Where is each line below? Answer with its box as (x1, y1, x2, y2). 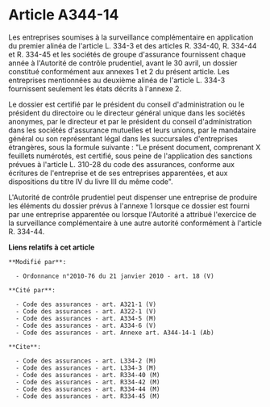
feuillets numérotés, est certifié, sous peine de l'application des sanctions (8, 151, 253, 161)
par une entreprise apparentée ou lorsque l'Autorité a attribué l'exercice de (8, 209, 256, 219)
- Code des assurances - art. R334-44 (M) (15, 385, 160, 393)
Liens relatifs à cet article (8, 242, 95, 252)
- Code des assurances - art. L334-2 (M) (15, 357, 157, 365)
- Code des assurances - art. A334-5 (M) (15, 314, 157, 322)
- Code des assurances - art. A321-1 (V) (15, 300, 157, 308)
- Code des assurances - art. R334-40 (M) (15, 371, 160, 379)
